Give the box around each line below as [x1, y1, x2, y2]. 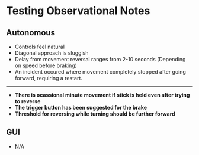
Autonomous [6, 28, 55, 38]
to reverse [14, 98, 41, 104]
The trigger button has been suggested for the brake [14, 104, 147, 111]
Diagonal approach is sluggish [14, 50, 89, 57]
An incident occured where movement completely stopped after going [14, 68, 187, 75]
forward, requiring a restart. [14, 75, 83, 81]
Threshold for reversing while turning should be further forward [14, 110, 176, 117]
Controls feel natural [14, 43, 65, 50]
